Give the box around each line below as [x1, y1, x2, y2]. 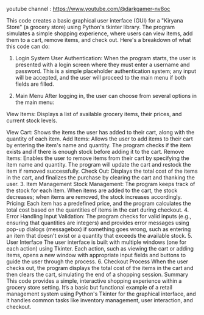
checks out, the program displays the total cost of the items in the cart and [6, 265, 194, 271]
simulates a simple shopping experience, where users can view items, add [6, 30, 193, 37]
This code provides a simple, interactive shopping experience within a [6, 277, 182, 285]
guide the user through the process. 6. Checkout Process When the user [6, 258, 189, 265]
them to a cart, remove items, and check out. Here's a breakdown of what [6, 36, 191, 43]
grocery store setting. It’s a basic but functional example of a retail [6, 284, 172, 291]
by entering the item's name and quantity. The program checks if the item [6, 142, 191, 148]
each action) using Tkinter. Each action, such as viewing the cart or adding [6, 245, 194, 252]
